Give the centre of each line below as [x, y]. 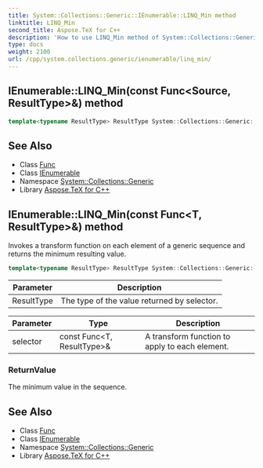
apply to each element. [187, 346]
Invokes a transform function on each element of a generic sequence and [126, 246]
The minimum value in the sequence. [68, 387]
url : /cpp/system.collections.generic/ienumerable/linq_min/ [110, 60]
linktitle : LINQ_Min [42, 23]
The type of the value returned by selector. [139, 301]
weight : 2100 [29, 52]
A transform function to [187, 337]
